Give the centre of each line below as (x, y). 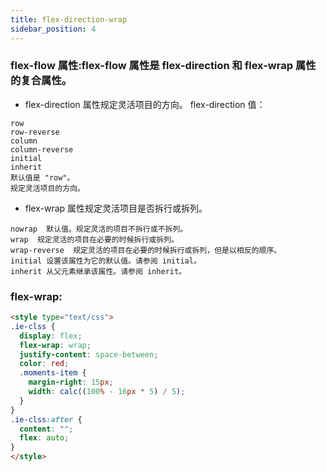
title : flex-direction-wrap (69, 19)
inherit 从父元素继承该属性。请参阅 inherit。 (98, 271)
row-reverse (35, 132)
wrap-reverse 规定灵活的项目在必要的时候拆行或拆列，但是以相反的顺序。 (146, 250)
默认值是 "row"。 (42, 177)
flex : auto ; (44, 438)
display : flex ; (51, 336)
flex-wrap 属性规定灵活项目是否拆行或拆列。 (116, 208)
